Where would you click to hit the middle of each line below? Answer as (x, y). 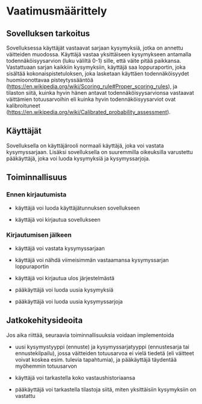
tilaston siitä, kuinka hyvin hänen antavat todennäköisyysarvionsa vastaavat (100, 93)
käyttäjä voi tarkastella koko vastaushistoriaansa (75, 377)
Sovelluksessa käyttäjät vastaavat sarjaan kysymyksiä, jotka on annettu (95, 48)
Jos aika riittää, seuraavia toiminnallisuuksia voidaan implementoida (90, 335)
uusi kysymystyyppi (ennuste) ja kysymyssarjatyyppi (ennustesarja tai (102, 347)
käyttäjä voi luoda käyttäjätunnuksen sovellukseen (77, 208)
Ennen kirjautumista (36, 194)
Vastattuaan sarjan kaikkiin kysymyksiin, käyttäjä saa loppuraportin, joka (96, 67)
